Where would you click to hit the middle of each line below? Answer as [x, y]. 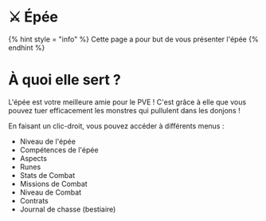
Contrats [34, 200]
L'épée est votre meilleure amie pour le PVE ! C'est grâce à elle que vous [127, 102]
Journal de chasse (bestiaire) [68, 209]
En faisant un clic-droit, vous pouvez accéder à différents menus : [116, 126]
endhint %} [27, 47]
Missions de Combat [53, 184]
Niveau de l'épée [47, 141]
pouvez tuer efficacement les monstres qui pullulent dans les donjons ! [124, 110]
